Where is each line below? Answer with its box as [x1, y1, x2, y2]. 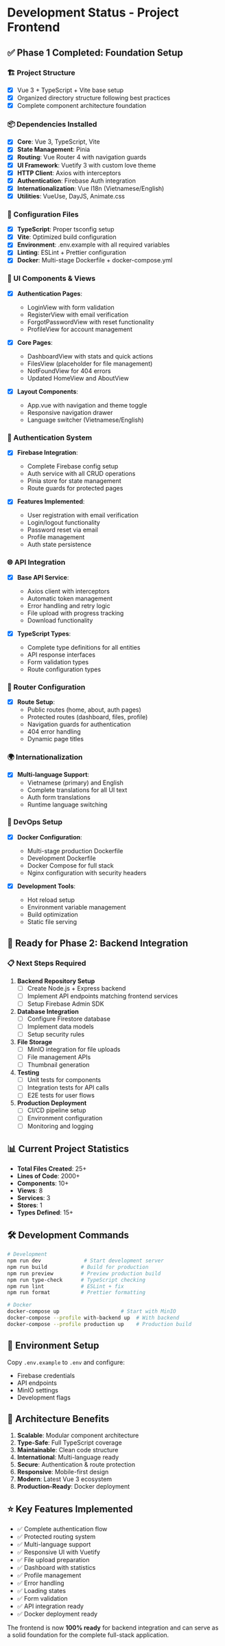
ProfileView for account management [27, 325, 132, 333]
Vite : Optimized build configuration [16, 233, 117, 241]
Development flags [16, 1393, 71, 1401]
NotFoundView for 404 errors [27, 366, 111, 375]
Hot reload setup [27, 895, 75, 904]
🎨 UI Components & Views [7, 273, 96, 283]
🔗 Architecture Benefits [7, 1413, 110, 1425]
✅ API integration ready [16, 1602, 84, 1610]
